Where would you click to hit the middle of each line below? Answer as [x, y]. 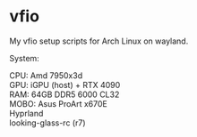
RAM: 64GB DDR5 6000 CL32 [64, 94]
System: [25, 58]
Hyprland [26, 113]
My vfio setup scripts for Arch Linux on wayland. [99, 41]
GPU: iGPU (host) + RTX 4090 [65, 85]
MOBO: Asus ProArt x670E [58, 103]
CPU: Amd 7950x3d [46, 75]
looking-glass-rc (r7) [47, 123]
